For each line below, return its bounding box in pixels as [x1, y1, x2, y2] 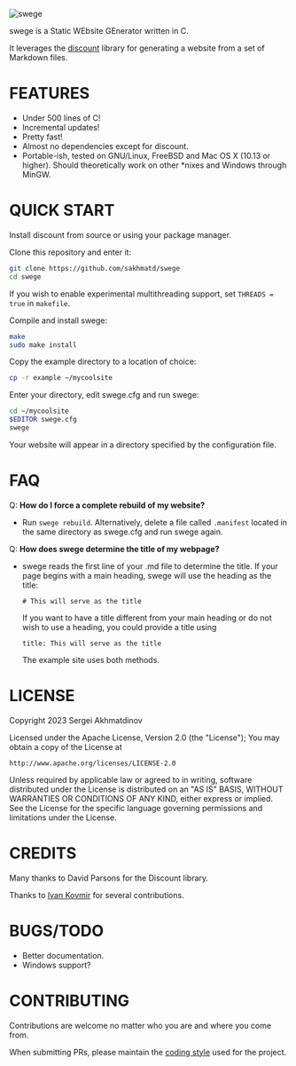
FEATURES [9, 83, 90, 104]
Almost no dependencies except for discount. [21, 140, 189, 151]
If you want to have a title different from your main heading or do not [21, 612, 272, 623]
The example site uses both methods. [21, 654, 160, 665]
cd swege [9, 272, 42, 281]
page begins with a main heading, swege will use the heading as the [21, 570, 272, 580]
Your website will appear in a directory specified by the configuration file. [9, 439, 277, 450]
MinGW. [21, 169, 51, 179]
